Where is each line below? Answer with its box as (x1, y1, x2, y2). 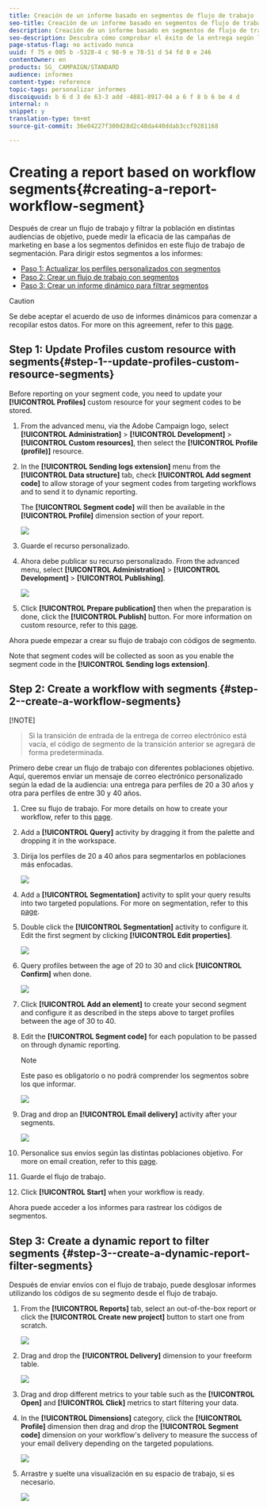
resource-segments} (9, 368, 115, 381)
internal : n (9, 100, 48, 108)
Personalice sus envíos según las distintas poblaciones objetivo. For (20, 1148, 243, 1158)
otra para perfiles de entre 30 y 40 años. (9, 788, 142, 798)
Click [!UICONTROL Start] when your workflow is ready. (20, 1187, 205, 1197)
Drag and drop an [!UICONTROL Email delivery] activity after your (20, 1109, 238, 1119)
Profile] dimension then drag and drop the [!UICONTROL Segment (20, 1422, 238, 1431)
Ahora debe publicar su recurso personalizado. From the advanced (20, 556, 240, 565)
